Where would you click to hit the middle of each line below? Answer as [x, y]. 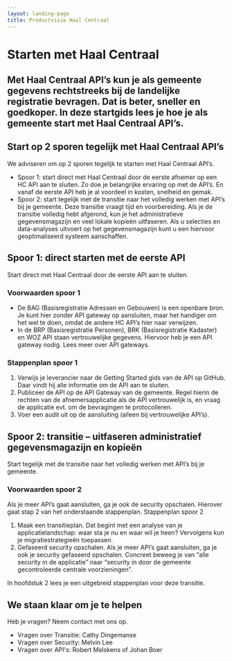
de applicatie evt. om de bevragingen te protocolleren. [95, 408]
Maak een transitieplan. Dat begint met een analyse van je [100, 526]
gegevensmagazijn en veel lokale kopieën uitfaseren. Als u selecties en [118, 221]
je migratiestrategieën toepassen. [65, 540]
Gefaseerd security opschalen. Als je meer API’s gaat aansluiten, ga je [117, 547]
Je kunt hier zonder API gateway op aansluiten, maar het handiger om [117, 315]
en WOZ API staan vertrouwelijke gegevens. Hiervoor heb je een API [115, 337]
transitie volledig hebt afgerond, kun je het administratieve [100, 214]
